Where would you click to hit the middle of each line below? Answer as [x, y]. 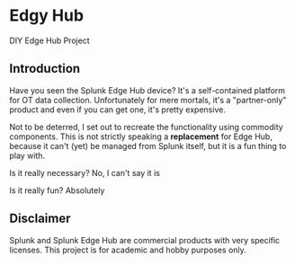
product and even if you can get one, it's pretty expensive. [118, 110]
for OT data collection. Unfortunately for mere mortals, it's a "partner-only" [148, 100]
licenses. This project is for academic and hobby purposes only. [128, 250]
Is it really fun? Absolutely [57, 190]
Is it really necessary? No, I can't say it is [85, 172]
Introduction [45, 69]
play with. [27, 155]
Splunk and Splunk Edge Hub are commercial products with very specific [145, 240]
